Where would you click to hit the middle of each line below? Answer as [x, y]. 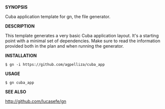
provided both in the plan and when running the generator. [65, 46]
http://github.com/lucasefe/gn [36, 101]
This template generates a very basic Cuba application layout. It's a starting [82, 36]
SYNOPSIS [17, 7]
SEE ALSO [16, 92]
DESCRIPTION [20, 26]
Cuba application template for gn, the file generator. [58, 16]
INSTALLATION [21, 55]
